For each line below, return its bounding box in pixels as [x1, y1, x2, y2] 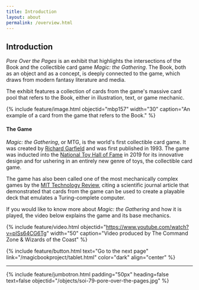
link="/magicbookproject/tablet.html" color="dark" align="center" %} [6, 254, 176, 261]
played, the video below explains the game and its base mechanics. [6, 212, 171, 219]
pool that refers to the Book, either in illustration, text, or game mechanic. [6, 94, 185, 101]
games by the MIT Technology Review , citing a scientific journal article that [6, 181, 189, 189]
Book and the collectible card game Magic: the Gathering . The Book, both [6, 63, 187, 71]
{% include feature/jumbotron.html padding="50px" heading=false [6, 271, 169, 278]
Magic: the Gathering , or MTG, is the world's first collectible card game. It [6, 139, 187, 146]
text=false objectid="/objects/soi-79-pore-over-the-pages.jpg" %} [6, 277, 169, 285]
